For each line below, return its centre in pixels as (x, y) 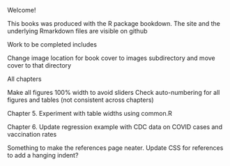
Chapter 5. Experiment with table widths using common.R (90, 113)
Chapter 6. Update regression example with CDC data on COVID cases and (115, 127)
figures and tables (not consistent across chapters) (81, 100)
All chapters (24, 79)
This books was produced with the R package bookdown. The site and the (114, 23)
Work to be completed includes (52, 44)
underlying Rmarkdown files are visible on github (77, 31)
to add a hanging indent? (43, 155)
